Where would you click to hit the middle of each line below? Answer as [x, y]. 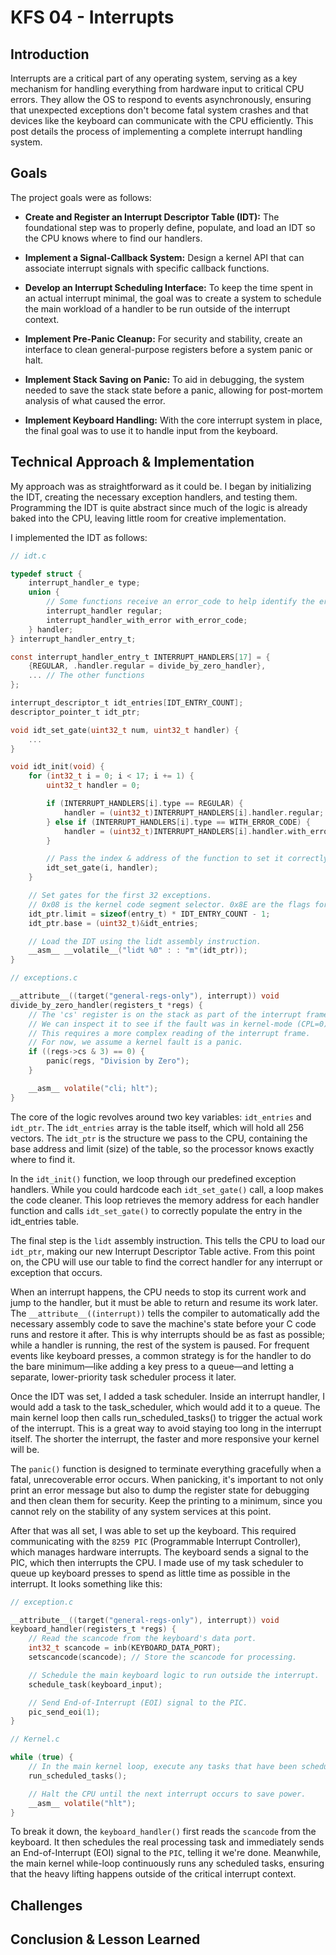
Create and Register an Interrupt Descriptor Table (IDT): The [152, 217]
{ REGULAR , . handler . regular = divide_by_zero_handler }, [147, 666]
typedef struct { [46, 574]
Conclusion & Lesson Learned [105, 1939]
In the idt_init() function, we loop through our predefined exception [153, 1178]
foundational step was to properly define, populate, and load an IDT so [170, 227]
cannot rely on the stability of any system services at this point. [141, 1511]
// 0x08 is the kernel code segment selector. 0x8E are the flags [169, 904]
